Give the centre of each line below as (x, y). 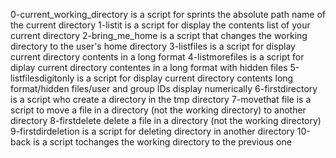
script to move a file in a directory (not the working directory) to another (158, 110)
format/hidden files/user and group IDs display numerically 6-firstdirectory (164, 88)
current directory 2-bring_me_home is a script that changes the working (159, 35)
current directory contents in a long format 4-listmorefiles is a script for (157, 57)
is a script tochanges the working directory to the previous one (162, 142)
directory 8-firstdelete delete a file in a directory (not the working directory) (166, 120)
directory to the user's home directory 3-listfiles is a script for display (153, 46)
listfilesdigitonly (42, 78)
